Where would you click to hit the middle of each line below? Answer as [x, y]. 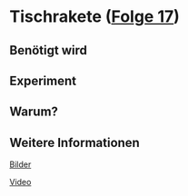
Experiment [43, 80]
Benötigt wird [49, 50]
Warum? [34, 112]
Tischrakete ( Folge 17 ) [94, 17]
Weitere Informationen [75, 142]
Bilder [20, 164]
